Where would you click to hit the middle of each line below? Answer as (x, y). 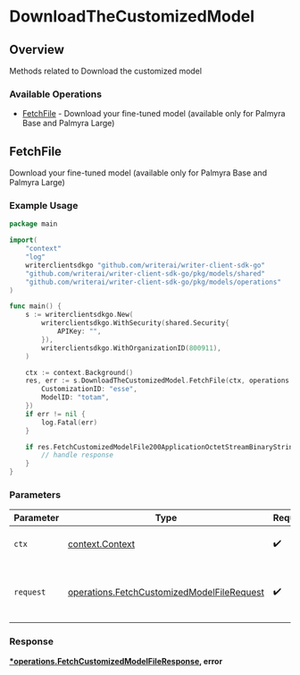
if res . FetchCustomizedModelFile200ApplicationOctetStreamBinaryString (161, 447)
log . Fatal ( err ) (70, 423)
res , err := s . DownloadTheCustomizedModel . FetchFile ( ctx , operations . (159, 381)
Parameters (35, 494)
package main (33, 224)
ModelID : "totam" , (75, 397)
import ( (24, 240)
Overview (37, 50)
